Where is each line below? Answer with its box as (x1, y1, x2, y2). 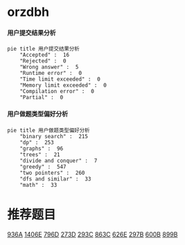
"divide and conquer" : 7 (19, 157, 98, 164)
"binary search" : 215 (19, 133, 89, 140)
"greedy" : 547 (19, 163, 67, 170)
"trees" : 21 (19, 151, 60, 158)
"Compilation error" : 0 (19, 88, 95, 95)
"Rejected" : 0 (19, 58, 67, 65)
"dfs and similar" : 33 (19, 175, 91, 183)
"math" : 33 (19, 181, 58, 188)
